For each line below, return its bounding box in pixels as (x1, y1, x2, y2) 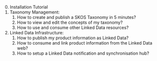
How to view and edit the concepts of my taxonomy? (17, 19, 123, 25)
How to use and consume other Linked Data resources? (17, 25, 129, 30)
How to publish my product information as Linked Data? (17, 35, 129, 41)
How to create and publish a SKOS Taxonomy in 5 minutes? (17, 15, 137, 20)
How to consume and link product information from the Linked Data (17, 40, 153, 46)
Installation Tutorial (9, 4, 48, 10)
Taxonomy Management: (9, 9, 60, 15)
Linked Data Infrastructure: (9, 30, 64, 35)
